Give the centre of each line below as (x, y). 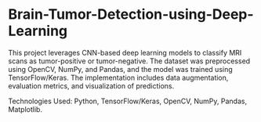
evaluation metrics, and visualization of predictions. (91, 86)
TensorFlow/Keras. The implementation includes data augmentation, (118, 77)
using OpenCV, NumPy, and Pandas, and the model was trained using (120, 69)
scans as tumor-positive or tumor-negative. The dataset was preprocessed (129, 61)
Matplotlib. (25, 109)
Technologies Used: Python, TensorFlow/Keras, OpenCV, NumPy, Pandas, (128, 101)
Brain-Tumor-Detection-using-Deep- (131, 14)
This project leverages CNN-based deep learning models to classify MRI (125, 52)
